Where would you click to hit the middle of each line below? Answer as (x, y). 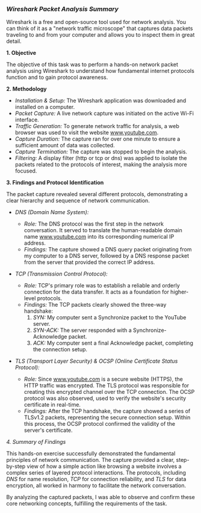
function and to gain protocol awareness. (57, 78)
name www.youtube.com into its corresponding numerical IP (99, 237)
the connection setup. (60, 349)
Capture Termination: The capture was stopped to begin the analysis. (101, 152)
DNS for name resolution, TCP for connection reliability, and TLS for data (96, 479)
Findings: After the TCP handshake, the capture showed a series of (107, 411)
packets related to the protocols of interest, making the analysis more (101, 165)
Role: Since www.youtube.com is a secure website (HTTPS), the (104, 379)
